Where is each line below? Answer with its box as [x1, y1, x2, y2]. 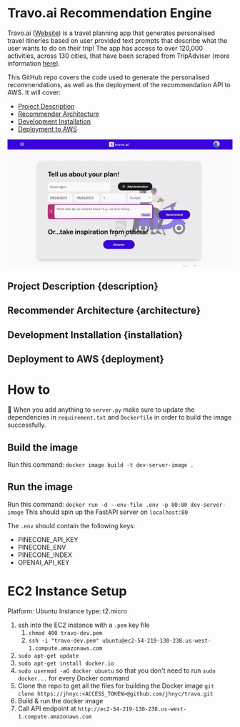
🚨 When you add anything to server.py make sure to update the [7, 405, 195, 414]
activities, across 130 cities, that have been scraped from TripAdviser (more [7, 51, 230, 60]
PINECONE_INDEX [17, 550, 73, 559]
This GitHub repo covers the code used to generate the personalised [7, 73, 209, 81]
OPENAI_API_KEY [17, 558, 70, 566]
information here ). [7, 59, 61, 67]
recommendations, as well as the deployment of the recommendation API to [7, 80, 231, 89]
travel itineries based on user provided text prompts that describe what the [7, 36, 228, 44]
